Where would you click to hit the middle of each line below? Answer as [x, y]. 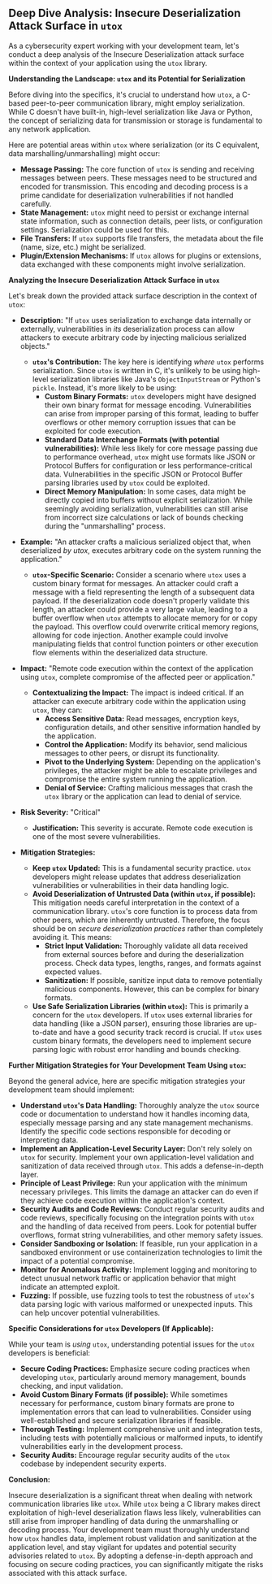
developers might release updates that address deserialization [136, 877]
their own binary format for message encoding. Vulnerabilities [148, 405]
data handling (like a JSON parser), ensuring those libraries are [138, 1023]
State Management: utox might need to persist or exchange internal [134, 212]
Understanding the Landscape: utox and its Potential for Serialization [127, 78]
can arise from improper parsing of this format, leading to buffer [151, 413]
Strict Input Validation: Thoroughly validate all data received [146, 946]
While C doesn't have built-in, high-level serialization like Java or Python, [131, 111]
